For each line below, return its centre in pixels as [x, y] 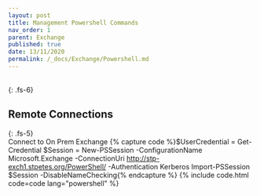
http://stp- [143, 158]
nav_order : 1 [29, 30]
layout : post [29, 15]
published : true [35, 45]
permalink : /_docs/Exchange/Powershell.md [79, 60]
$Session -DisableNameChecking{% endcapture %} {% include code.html [128, 175]
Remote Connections [61, 114]
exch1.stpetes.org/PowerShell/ [57, 166]
